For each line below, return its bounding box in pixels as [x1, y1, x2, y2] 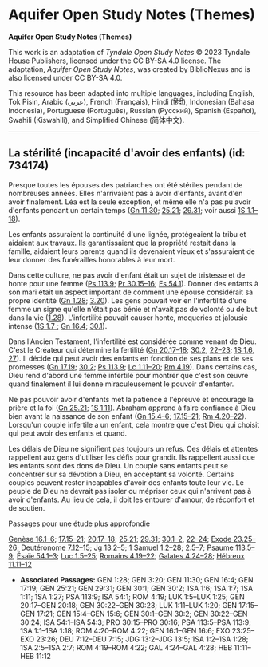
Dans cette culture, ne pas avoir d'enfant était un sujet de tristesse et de [8, 270, 246, 280]
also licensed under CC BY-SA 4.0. [8, 73, 123, 82]
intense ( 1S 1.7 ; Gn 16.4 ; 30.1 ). [8, 321, 108, 330]
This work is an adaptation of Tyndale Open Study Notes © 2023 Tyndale [8, 47, 250, 57]
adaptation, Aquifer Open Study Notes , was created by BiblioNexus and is [8, 64, 251, 73]
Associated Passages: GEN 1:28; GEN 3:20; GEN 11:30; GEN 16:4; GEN [19, 574, 254, 584]
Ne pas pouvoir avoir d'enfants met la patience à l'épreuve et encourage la [8, 394, 254, 404]
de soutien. [8, 503, 45, 512]
